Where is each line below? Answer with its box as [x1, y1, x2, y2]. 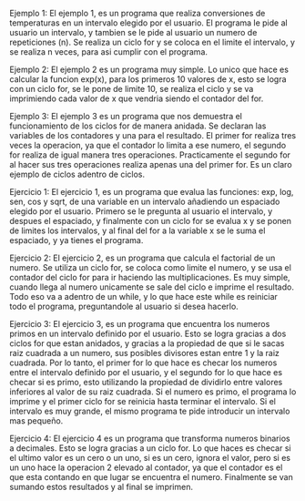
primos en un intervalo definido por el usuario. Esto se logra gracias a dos [9, 328, 287, 339]
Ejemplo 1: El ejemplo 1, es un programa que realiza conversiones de [9, 8, 266, 18]
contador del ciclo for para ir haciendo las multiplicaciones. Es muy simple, [9, 272, 290, 282]
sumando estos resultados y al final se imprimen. [9, 482, 194, 492]
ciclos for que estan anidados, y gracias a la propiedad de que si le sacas [9, 338, 285, 349]
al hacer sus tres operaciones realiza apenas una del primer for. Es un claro [9, 159, 293, 169]
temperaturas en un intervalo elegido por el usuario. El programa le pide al [9, 17, 289, 28]
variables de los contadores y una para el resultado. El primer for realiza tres [9, 130, 297, 140]
